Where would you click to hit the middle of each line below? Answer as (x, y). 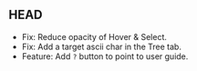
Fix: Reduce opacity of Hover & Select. (94, 36)
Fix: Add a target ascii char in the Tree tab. (101, 46)
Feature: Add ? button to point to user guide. (105, 56)
